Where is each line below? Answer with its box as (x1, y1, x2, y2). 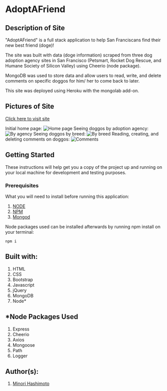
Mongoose (12, 342, 35, 348)
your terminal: (5, 229, 34, 235)
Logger (12, 353, 28, 359)
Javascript (12, 282, 35, 288)
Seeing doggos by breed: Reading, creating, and (33, 131, 159, 137)
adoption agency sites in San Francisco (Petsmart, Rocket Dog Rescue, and (5, 57, 161, 63)
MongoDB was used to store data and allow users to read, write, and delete (5, 73, 161, 79)
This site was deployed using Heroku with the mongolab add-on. (5, 88, 139, 94)
